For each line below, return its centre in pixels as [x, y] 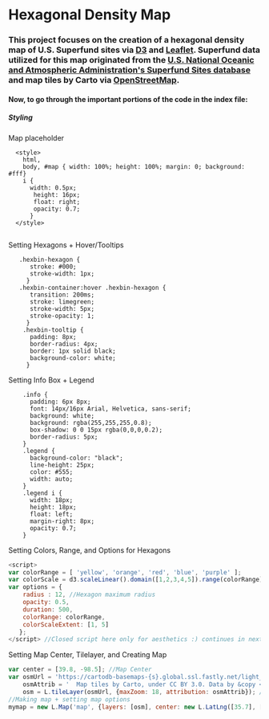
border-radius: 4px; [64, 344]
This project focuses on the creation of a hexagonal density [126, 40]
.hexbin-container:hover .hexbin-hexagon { [92, 288]
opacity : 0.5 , [46, 603]
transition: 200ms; [62, 295]
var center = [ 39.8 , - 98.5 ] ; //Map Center [80, 670]
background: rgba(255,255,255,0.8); [90, 423]
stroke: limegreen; [62, 302]
